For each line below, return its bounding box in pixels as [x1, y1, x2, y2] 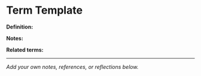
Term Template [6, 4, 83, 17]
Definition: [6, 23, 33, 30]
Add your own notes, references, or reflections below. [6, 63, 139, 70]
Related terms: [6, 46, 44, 53]
